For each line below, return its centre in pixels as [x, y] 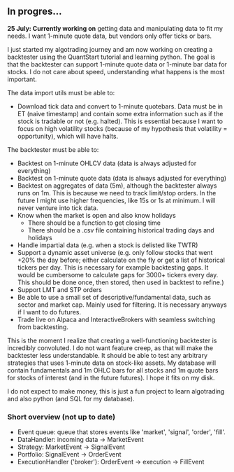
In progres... [35, 12]
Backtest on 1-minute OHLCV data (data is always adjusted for [107, 163]
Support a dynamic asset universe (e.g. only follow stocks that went [115, 252]
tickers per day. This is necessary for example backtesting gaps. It [113, 267]
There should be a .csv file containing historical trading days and [121, 230]
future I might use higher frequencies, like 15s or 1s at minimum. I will [116, 200]
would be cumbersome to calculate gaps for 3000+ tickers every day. [118, 275]
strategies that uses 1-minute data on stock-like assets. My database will [112, 363]
